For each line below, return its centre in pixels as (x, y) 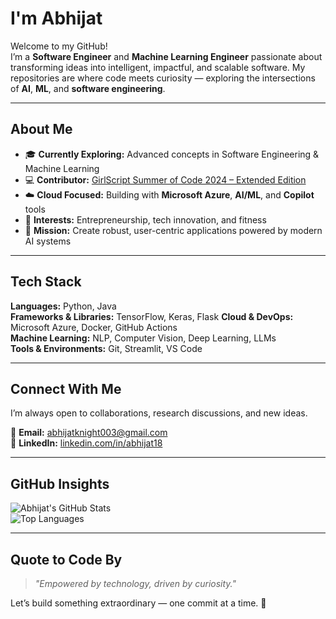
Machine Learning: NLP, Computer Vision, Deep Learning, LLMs (143, 338)
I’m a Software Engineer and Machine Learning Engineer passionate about (166, 56)
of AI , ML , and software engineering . (88, 88)
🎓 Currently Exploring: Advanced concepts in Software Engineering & (172, 154)
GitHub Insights (60, 483)
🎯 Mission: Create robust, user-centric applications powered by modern (173, 230)
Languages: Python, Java (63, 306)
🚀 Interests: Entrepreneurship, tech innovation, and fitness (145, 219)
